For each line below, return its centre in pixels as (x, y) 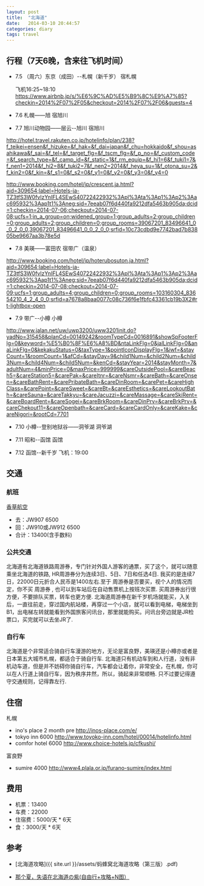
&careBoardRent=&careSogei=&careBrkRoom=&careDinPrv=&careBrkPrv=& (101, 401)
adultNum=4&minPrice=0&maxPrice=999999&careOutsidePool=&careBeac (101, 369)
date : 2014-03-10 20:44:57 (43, 23)
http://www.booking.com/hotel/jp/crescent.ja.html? (70, 184)
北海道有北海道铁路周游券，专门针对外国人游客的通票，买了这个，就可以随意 (102, 566)
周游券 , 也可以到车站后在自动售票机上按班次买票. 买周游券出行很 (115, 589)
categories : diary (29, 29)
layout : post (23, 12)
